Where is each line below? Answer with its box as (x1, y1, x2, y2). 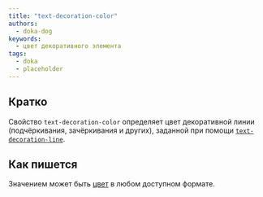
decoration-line (8, 135, 63, 143)
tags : (8, 50, 27, 58)
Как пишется (8, 157, 78, 171)
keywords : (8, 34, 42, 43)
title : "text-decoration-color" (8, 11, 118, 20)
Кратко (8, 95, 48, 109)
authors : (8, 20, 38, 28)
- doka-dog (15, 27, 53, 35)
